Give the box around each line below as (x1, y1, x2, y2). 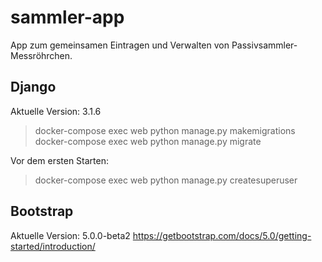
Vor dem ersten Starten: (10, 154, 110, 166)
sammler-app (10, 6, 125, 29)
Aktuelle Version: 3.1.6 (10, 105, 102, 117)
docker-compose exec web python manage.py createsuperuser (34, 174, 298, 186)
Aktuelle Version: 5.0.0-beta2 (10, 229, 131, 241)
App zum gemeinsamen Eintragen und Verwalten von (10, 39, 230, 51)
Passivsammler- (231, 39, 298, 51)
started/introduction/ (10, 240, 96, 252)
